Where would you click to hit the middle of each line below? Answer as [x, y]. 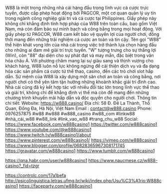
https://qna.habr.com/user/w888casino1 [46, 160]
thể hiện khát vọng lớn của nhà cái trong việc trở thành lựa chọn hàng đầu [81, 45]
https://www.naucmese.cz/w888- [123, 160]
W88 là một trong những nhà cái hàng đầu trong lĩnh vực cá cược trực [77, 8]
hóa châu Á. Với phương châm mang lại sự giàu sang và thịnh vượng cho [79, 61]
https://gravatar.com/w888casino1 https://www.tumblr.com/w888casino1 [80, 151]
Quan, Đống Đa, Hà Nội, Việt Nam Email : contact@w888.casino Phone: [79, 108]
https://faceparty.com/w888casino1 [56, 186]
